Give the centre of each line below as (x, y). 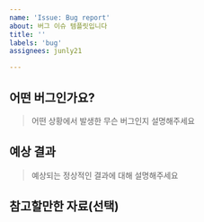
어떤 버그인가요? (52, 98)
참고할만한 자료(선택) (64, 206)
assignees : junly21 (46, 51)
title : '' (28, 34)
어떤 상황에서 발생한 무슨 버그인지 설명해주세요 (113, 120)
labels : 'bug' (36, 43)
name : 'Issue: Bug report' (60, 18)
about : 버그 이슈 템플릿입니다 (58, 26)
